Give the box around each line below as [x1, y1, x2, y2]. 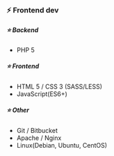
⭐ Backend [6, 26, 39, 34]
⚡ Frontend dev [6, 5, 59, 15]
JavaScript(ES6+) [16, 89, 67, 98]
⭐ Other [6, 106, 29, 114]
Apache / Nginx [16, 134, 62, 142]
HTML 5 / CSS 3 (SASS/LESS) [16, 82, 102, 91]
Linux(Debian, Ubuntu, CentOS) [16, 141, 108, 149]
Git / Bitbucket [16, 126, 58, 134]
